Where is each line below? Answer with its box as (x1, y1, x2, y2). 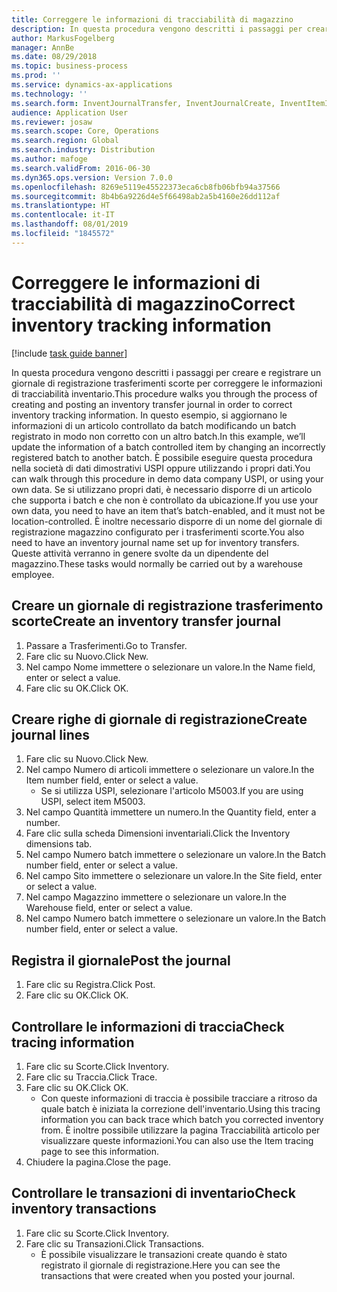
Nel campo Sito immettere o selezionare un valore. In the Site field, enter (25, 870, 323, 882)
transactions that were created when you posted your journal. (40, 1269, 296, 1281)
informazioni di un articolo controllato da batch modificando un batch (11, 419, 297, 431)
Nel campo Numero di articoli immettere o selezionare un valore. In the (25, 764, 315, 776)
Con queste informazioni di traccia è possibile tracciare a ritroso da (40, 1092, 318, 1104)
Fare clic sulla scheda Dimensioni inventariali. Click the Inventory (25, 827, 291, 840)
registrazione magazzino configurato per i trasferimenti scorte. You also (11, 526, 305, 538)
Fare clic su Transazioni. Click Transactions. (25, 1237, 205, 1250)
